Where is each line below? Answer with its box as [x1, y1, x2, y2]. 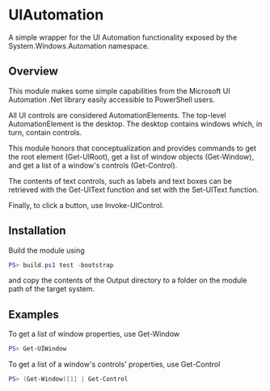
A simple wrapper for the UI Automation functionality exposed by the [8, 32, 238, 42]
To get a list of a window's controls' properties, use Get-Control [8, 359, 221, 369]
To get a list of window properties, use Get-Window [8, 329, 180, 339]
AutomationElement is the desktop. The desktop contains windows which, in [8, 119, 263, 129]
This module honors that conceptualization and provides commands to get [8, 143, 257, 153]
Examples [8, 308, 59, 321]
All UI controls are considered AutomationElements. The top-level [8, 110, 226, 120]
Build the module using [8, 245, 85, 255]
